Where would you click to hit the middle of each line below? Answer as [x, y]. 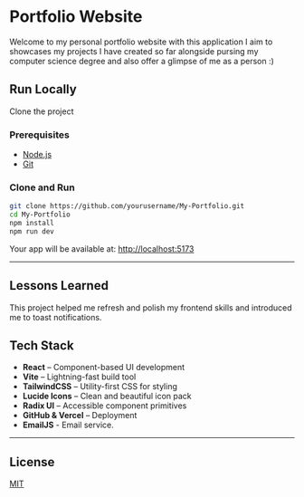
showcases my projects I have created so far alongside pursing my [134, 51]
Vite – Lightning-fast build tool [79, 377]
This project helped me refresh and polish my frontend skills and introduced [151, 307]
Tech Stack [42, 346]
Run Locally [43, 89]
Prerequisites [39, 135]
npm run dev [32, 231]
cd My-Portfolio [40, 215]
